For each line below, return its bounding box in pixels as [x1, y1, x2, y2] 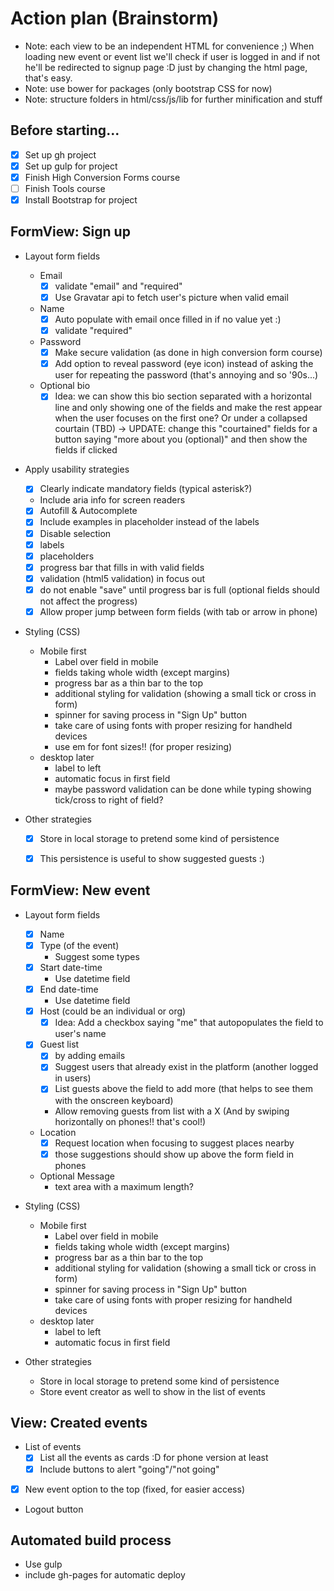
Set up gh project [24, 148, 97, 161]
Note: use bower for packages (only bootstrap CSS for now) [24, 82, 273, 94]
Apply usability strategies [24, 463, 130, 476]
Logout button [24, 1503, 84, 1515]
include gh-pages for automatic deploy [24, 1569, 186, 1581]
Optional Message [39, 1170, 115, 1182]
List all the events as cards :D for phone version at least [39, 1452, 269, 1464]
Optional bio [39, 380, 91, 392]
